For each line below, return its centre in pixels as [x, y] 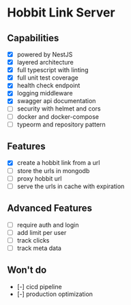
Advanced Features [50, 208]
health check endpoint [48, 86]
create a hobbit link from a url [58, 163]
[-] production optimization [55, 294]
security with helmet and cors [59, 109]
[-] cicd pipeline [40, 286]
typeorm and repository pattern [61, 124]
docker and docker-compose [58, 116]
